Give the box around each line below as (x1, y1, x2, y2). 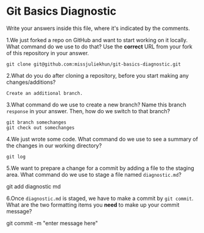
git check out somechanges (6, 124, 75, 131)
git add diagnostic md (6, 182, 61, 190)
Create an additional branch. (6, 90, 83, 96)
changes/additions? (6, 78, 56, 86)
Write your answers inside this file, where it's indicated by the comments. (6, 24, 190, 32)
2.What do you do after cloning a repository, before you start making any (6, 72, 189, 79)
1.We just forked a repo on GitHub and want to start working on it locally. (6, 36, 188, 43)
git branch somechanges (6, 119, 67, 125)
